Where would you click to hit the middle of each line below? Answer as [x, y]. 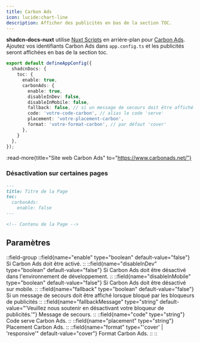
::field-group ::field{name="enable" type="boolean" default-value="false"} [98, 257]
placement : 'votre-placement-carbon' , [76, 119]
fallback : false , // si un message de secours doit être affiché [111, 108]
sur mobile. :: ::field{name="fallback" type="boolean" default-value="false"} [100, 289]
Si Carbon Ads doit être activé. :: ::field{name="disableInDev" [81, 264]
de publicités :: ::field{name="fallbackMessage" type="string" [82, 301]
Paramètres [28, 243]
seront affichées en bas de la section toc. [57, 52]
